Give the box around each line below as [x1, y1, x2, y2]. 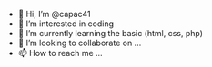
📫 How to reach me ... [17, 48, 103, 58]
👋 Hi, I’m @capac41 [17, 9, 91, 19]
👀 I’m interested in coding [17, 18, 115, 29]
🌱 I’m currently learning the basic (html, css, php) [17, 28, 203, 38]
